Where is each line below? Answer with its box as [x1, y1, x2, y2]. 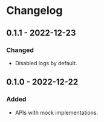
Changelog [6, 4, 63, 18]
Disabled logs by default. [15, 59, 77, 66]
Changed [6, 46, 34, 54]
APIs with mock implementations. [15, 109, 99, 116]
